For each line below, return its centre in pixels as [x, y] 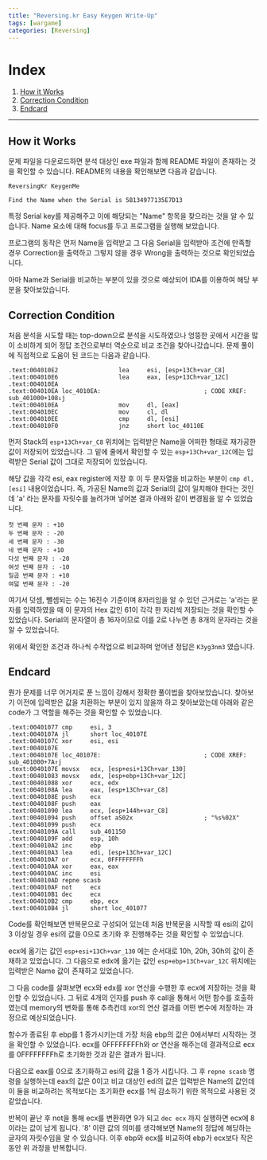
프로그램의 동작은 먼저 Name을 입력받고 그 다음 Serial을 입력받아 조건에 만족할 [130, 243]
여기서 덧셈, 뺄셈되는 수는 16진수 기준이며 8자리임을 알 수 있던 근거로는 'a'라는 [129, 599]
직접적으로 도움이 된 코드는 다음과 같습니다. [83, 355]
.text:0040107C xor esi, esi [64, 741]
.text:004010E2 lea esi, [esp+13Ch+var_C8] [117, 370]
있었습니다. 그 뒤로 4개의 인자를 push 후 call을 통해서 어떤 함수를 [132, 997]
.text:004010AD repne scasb [55, 880]
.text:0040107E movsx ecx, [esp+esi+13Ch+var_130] [97, 769]
